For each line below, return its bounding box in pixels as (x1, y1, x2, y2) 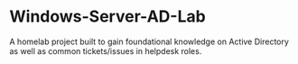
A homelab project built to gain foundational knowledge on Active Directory (9, 36, 289, 47)
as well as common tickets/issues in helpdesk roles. (9, 45, 202, 56)
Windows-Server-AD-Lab (9, 6, 206, 27)
